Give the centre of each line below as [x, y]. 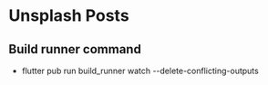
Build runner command [75, 49]
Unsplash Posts [69, 16]
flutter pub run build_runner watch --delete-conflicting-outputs [140, 71]
